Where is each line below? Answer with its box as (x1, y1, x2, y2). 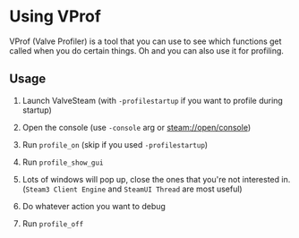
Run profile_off (21, 217, 84, 229)
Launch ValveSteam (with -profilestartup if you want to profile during (21, 95, 284, 106)
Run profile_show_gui (21, 157, 104, 167)
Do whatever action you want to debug (21, 200, 166, 211)
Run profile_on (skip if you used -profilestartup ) (21, 139, 209, 149)
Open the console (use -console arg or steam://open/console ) (21, 122, 252, 132)
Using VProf (9, 6, 101, 27)
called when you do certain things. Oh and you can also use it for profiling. (9, 45, 285, 55)
